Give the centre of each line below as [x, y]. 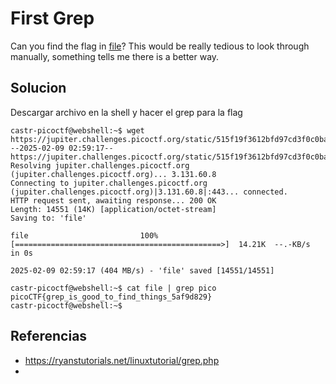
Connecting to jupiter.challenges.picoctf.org [109, 183]
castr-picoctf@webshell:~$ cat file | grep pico [113, 288]
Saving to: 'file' [48, 218]
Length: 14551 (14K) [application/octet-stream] [113, 209]
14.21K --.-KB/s [274, 244]
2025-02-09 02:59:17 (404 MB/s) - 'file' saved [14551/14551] [142, 270]
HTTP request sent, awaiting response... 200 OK [113, 200]
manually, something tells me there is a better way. [115, 56]
